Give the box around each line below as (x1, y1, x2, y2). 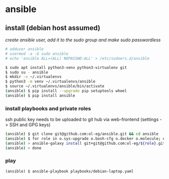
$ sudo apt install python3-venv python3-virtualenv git (5, 65, 127, 70)
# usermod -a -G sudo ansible (5, 51, 69, 56)
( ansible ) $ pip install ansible (5, 93, 75, 98)
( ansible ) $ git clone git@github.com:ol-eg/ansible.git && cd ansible (5, 132, 158, 137)
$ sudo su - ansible (5, 69, 49, 75)
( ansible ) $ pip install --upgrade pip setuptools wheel (5, 88, 127, 94)
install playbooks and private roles (5, 105, 92, 112)
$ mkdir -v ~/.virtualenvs (5, 74, 62, 79)
